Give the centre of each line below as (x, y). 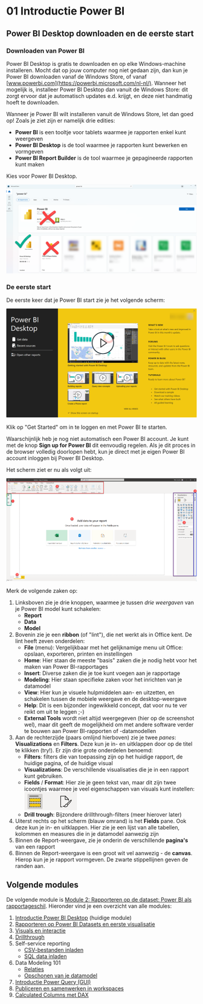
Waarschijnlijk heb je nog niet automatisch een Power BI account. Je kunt (98, 439)
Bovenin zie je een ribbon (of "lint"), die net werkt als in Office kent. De (103, 634)
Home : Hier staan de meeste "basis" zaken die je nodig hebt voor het (110, 660)
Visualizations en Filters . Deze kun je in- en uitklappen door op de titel (104, 744)
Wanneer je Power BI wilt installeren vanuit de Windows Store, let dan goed (100, 114)
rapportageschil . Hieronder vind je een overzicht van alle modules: (89, 906)
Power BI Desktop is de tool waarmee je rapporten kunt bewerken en (101, 145)
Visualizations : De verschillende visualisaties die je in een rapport (106, 769)
